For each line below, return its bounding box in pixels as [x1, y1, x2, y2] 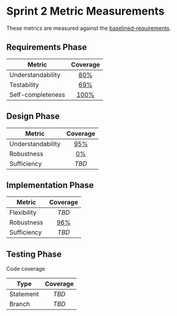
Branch [9, 300, 31, 309]
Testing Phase [6, 249, 62, 259]
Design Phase [6, 111, 60, 121]
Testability [9, 81, 40, 89]
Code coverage [6, 265, 46, 273]
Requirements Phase [6, 42, 87, 52]
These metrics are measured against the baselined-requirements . [6, 24, 172, 32]
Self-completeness [9, 90, 65, 99]
